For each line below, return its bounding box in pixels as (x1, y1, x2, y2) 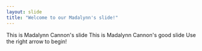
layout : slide (6, 8, 43, 15)
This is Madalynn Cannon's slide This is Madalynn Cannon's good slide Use (6, 31, 197, 38)
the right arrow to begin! (6, 38, 67, 45)
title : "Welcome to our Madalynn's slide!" (6, 15, 119, 21)
